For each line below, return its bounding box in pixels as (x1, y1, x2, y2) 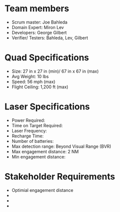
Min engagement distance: (11, 154, 66, 159)
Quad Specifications (4, 52, 89, 63)
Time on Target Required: (11, 122, 63, 128)
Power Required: (11, 117, 45, 123)
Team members (4, 3, 69, 14)
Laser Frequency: (11, 128, 47, 133)
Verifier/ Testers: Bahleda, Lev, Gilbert (11, 35, 88, 41)
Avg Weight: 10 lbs (11, 73, 49, 79)
